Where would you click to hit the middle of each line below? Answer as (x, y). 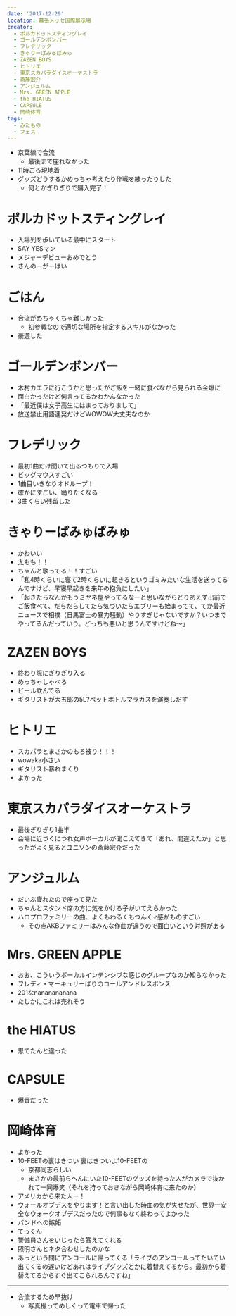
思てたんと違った (42, 1050)
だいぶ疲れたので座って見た (58, 899)
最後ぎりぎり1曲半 (44, 829)
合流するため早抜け (45, 1296)
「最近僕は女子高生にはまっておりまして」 (79, 405)
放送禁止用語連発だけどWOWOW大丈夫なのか (84, 414)
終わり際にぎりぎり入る (51, 673)
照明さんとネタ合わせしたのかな (64, 1248)
